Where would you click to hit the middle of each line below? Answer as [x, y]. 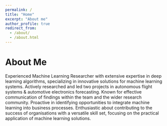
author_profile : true [28, 24]
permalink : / [19, 10]
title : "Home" [20, 14]
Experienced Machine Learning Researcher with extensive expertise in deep [83, 76]
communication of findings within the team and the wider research [74, 97]
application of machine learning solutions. [48, 118]
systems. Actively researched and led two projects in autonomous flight [79, 86]
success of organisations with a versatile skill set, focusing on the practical [82, 113]
